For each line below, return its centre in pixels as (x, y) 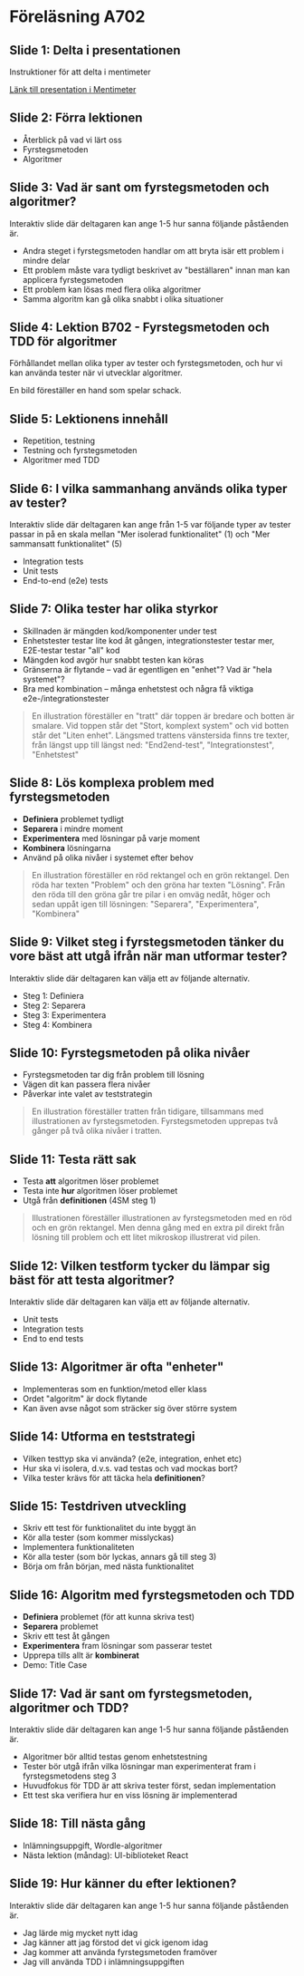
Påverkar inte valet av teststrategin (87, 1094)
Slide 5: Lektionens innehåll (89, 419)
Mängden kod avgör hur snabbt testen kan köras (113, 660)
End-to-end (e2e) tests (65, 581)
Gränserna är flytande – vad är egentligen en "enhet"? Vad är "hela (147, 669)
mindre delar (46, 260)
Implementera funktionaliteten (78, 1547)
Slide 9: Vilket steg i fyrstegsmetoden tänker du (147, 942)
